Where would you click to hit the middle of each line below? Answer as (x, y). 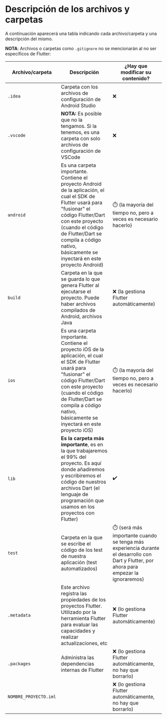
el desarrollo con (132, 554)
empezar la (125, 573)
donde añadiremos (83, 469)
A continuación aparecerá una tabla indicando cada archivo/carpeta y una (81, 33)
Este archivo (75, 587)
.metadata (19, 615)
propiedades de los (83, 600)
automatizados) (79, 569)
